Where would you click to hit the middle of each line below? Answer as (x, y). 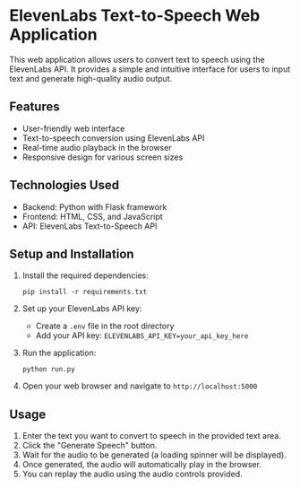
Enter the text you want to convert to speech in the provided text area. (152, 436)
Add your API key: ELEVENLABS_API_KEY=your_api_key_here (142, 335)
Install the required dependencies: (86, 275)
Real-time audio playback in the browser (97, 147)
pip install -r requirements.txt (85, 292)
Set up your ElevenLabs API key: (82, 309)
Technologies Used (64, 185)
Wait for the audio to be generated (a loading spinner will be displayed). (154, 455)
